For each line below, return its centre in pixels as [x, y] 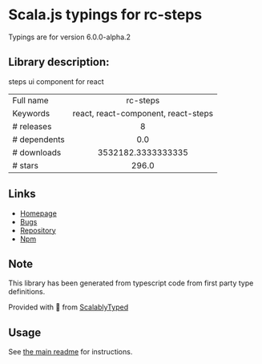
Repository [38, 230]
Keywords [31, 113]
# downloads [37, 152]
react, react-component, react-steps [143, 113]
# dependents [39, 140]
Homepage [38, 213]
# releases [32, 126]
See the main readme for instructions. [71, 352]
